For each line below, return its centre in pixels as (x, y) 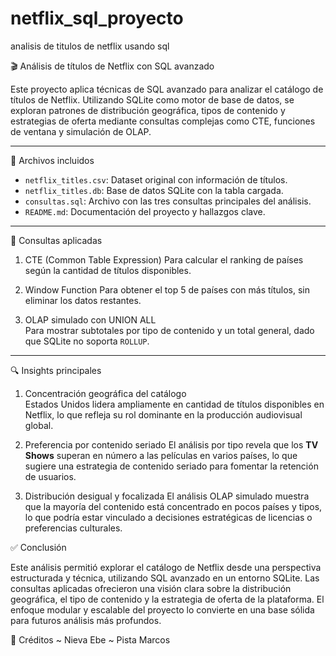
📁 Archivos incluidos (52, 160)
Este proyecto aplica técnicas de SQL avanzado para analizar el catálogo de (167, 89)
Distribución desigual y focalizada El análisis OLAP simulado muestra (167, 496)
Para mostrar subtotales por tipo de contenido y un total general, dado (169, 330)
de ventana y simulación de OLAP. (81, 131)
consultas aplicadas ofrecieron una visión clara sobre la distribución (151, 588)
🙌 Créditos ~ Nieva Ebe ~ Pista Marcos (90, 639)
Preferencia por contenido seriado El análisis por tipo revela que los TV (171, 444)
